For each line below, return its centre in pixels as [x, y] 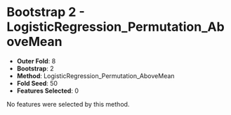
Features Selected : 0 [47, 91]
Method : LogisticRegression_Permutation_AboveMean [95, 76]
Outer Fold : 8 [36, 61]
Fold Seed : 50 [37, 83]
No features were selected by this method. [68, 104]
